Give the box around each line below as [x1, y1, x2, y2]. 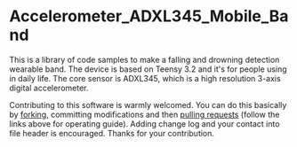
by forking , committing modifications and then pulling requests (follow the [9, 109, 280, 120]
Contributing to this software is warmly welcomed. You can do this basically [9, 99, 287, 110]
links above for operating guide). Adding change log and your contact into [9, 118, 280, 129]
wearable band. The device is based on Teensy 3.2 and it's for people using [9, 64, 287, 74]
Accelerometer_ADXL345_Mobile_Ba [9, 6, 289, 27]
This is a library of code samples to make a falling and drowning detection [9, 54, 280, 65]
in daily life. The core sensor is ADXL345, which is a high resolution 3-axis [9, 73, 282, 83]
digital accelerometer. [9, 82, 89, 93]
